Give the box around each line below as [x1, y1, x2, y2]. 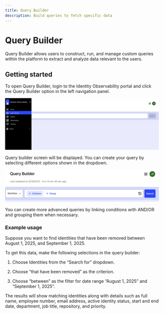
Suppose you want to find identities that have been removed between [5, 235, 145, 241]
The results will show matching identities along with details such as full [5, 293, 148, 299]
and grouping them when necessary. [5, 212, 79, 218]
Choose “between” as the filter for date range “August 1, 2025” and [12, 278, 147, 284]
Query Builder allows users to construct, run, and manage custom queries [5, 51, 154, 57]
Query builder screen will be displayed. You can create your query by [5, 155, 144, 160]
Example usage [5, 224, 42, 231]
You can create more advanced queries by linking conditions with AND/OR [5, 206, 155, 212]
